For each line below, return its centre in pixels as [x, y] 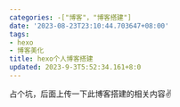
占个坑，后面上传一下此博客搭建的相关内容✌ [90, 94]
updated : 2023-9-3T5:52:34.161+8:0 [75, 68]
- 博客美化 [27, 51]
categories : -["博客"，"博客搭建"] [70, 17]
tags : [19, 34]
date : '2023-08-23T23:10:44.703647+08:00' [89, 26]
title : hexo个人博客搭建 [51, 59]
